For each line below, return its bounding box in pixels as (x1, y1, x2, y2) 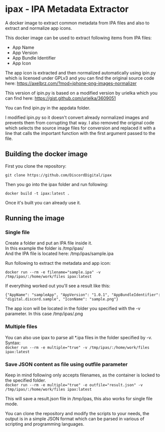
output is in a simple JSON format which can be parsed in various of (5, 416, 145, 422)
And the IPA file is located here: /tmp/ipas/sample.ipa (5, 250, 114, 256)
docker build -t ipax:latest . (5, 191, 70, 196)
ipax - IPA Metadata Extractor (5, 3, 129, 15)
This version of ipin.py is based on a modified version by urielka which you (5, 90, 158, 96)
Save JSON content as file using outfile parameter (5, 361, 128, 368)
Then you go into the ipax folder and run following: (5, 181, 109, 187)
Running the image (5, 214, 65, 223)
